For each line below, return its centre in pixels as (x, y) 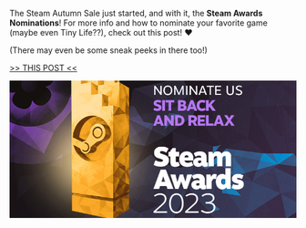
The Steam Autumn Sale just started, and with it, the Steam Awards (136, 13)
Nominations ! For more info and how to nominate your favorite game (139, 23)
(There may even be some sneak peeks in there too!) (108, 50)
